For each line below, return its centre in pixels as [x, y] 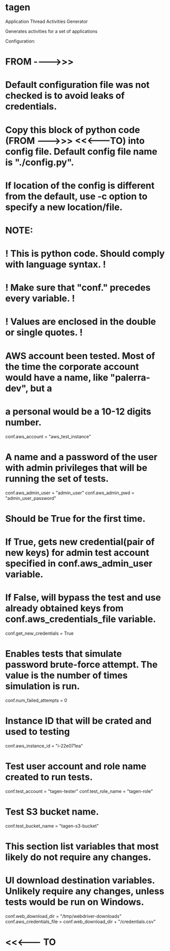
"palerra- [130, 377]
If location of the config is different [80, 185]
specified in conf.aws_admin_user [79, 563]
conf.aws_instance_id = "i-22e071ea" [44, 746]
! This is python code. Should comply [85, 254]
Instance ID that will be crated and [78, 721]
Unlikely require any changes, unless [85, 891]
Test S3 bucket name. [52, 811]
